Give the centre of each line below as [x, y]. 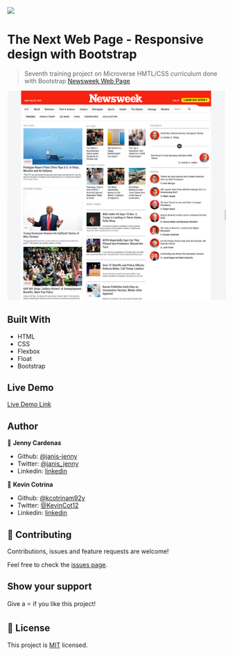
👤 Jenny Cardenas [34, 443]
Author [23, 426]
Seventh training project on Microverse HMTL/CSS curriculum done [121, 74]
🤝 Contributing [40, 535]
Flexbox [28, 351]
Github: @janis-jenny [47, 456]
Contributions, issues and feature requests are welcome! [88, 551]
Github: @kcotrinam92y [51, 498]
